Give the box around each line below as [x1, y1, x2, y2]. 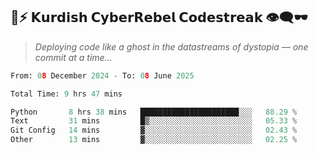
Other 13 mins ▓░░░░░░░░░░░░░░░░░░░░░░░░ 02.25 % [10, 135, 298, 145]
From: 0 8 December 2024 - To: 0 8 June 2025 [10, 70, 195, 81]
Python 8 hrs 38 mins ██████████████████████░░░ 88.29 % [10, 107, 298, 117]
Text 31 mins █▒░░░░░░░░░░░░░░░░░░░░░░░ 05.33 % [10, 116, 298, 126]
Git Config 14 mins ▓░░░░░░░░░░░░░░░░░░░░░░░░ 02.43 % [10, 125, 298, 136]
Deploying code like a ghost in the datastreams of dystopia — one [34, 40, 309, 53]
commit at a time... [34, 51, 113, 63]
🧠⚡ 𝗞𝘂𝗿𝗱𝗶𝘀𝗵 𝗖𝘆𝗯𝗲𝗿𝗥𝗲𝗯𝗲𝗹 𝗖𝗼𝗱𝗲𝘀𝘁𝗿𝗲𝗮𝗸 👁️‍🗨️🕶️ [10, 9, 308, 26]
